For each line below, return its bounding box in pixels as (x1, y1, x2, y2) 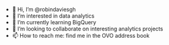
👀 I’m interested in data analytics (12, 12, 95, 19)
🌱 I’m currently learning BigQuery (12, 19, 97, 26)
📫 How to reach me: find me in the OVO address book (12, 32, 150, 39)
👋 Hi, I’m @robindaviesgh (12, 6, 77, 13)
